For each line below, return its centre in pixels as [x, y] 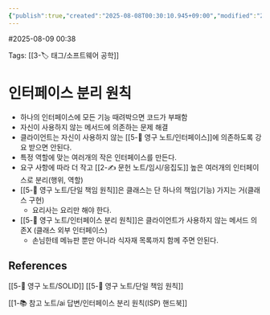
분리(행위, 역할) [59, 180]
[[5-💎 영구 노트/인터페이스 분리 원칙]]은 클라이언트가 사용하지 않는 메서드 [134, 220]
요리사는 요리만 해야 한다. [72, 210]
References [38, 266]
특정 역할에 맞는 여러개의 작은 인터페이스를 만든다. [98, 157]
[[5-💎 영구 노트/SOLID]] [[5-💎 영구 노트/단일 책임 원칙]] [96, 286]
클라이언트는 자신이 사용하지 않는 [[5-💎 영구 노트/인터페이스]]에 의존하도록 [137, 137]
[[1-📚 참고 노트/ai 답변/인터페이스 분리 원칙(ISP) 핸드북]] [98, 303]
